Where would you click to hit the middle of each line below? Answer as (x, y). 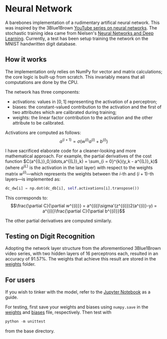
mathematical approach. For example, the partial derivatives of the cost (79, 156)
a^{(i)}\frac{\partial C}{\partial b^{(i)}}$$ (84, 211)
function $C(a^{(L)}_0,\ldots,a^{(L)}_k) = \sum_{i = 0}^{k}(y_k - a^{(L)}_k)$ (82, 161)
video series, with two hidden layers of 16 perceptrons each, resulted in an (82, 253)
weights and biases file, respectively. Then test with (58, 312)
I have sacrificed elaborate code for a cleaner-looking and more (71, 151)
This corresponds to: (27, 197)
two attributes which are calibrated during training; (64, 112)
